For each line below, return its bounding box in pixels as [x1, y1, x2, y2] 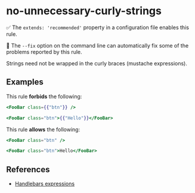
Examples [6, 77, 44, 87]
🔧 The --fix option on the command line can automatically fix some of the [6, 42, 189, 49]
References [6, 164, 50, 175]
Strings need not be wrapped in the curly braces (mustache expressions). [6, 59, 188, 67]
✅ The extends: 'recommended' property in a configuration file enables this [6, 24, 190, 31]
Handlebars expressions [14, 180, 75, 188]
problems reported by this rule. [6, 48, 82, 55]
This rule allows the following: [6, 126, 81, 133]
